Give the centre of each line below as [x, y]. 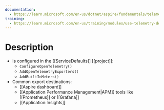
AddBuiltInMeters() [39, 77]
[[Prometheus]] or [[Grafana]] [49, 97]
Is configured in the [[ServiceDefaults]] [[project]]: [63, 61]
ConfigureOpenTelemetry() [46, 66]
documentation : [20, 10]
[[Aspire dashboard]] [41, 87]
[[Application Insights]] [42, 103]
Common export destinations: [42, 82]
